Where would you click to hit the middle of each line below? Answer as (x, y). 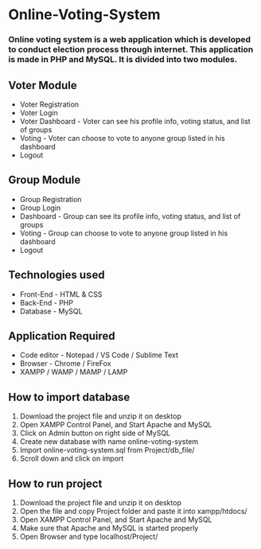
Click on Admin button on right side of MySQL (95, 433)
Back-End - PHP (47, 302)
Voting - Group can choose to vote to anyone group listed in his (124, 233)
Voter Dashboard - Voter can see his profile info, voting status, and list (135, 121)
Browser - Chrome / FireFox (65, 364)
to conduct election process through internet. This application (131, 49)
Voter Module (43, 85)
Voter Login (39, 112)
